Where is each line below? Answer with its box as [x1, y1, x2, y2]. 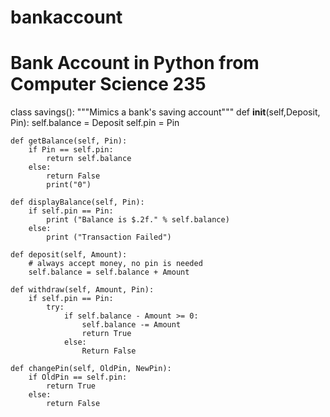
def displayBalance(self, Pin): [10, 197, 145, 208]
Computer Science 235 [10, 73, 207, 96]
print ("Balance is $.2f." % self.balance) [46, 215, 230, 225]
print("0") [46, 180, 92, 190]
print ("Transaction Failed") [46, 232, 172, 243]
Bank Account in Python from [10, 52, 260, 75]
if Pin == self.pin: [28, 145, 114, 155]
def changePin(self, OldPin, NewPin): [10, 364, 172, 374]
